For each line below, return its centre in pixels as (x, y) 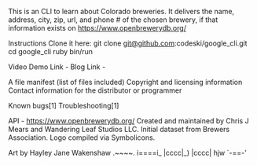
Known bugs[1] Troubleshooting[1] (64, 106)
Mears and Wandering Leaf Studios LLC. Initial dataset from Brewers (119, 129)
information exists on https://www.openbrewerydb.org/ (97, 28)
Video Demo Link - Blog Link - (57, 67)
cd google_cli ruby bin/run (50, 51)
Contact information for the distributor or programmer (95, 90)
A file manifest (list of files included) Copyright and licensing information (125, 82)
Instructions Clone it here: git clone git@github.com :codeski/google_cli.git (128, 43)
